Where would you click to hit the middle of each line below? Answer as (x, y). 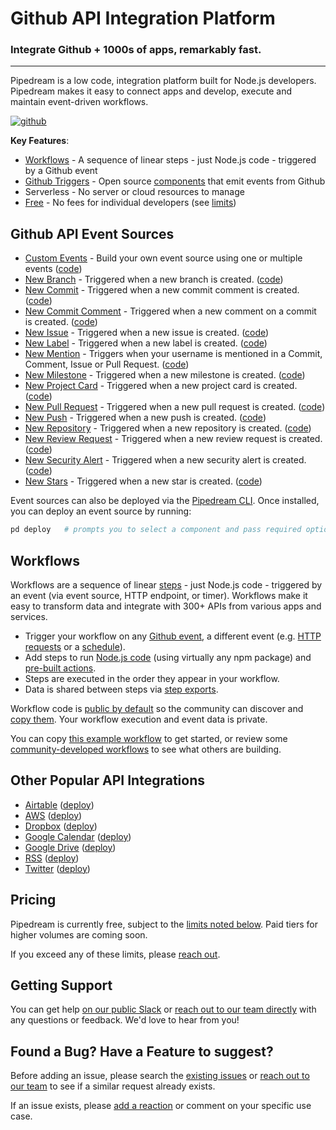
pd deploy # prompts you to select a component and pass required (156, 530)
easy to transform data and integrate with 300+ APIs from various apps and (166, 606)
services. (29, 616)
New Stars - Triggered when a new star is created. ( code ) (143, 481)
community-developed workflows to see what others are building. (146, 749)
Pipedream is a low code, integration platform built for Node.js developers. (163, 81)
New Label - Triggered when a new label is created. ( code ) (146, 343)
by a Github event (61, 171)
